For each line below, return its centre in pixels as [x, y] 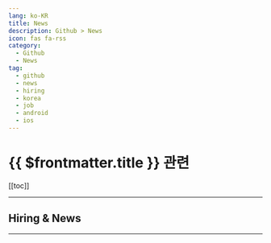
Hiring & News [45, 218]
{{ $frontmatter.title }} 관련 [99, 163]
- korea [29, 98]
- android [32, 113]
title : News [28, 23]
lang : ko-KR [28, 16]
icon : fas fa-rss [38, 38]
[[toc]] [19, 185]
